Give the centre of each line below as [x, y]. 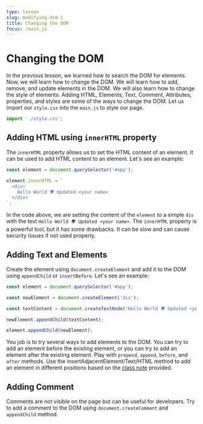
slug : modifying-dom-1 [35, 18]
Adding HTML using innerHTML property [82, 138]
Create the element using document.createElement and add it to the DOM [96, 269]
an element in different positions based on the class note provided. [89, 368]
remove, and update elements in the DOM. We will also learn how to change [101, 88]
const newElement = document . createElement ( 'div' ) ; [72, 297]
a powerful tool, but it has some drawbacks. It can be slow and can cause [98, 229]
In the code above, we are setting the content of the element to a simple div [100, 215]
